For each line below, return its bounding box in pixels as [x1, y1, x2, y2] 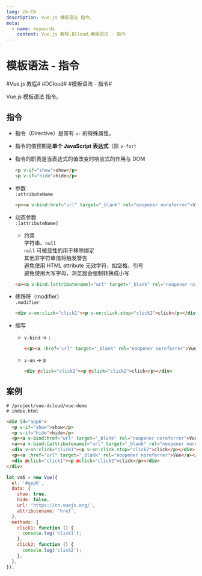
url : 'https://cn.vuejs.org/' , [17, 502, 96, 508]
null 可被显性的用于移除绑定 [23, 247, 95, 254]
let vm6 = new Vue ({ [6, 474, 58, 480]
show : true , [17, 491, 47, 498]
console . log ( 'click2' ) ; [22, 547, 82, 554]
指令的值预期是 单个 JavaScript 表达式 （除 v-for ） [14, 142, 139, 150]
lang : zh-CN [6, 8, 36, 15]
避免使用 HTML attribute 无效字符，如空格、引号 [23, 262, 144, 269]
